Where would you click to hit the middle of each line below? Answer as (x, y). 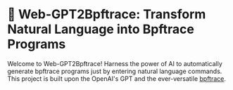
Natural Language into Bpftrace (101, 29)
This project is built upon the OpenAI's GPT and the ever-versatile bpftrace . (117, 78)
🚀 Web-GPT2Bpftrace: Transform (107, 14)
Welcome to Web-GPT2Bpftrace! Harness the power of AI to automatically (115, 63)
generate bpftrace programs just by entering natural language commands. (115, 71)
